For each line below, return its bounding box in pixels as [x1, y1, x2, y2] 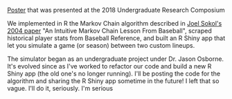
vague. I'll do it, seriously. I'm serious [7, 84, 113, 92]
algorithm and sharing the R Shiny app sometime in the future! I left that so [7, 77, 220, 85]
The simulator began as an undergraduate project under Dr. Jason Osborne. [7, 55, 224, 63]
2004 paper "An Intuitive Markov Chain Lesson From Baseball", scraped [7, 27, 213, 35]
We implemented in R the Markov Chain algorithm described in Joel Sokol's [7, 19, 222, 27]
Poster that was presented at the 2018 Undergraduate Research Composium [7, 6, 225, 14]
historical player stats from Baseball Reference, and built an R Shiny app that [7, 34, 226, 42]
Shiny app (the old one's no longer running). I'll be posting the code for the [7, 69, 220, 78]
